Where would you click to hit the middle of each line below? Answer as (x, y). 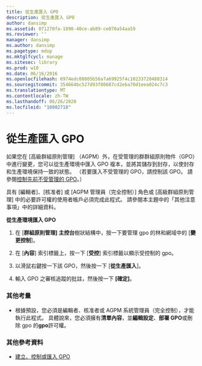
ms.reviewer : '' (26, 34)
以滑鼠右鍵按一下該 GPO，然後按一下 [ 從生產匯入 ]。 (79, 266)
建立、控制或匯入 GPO (42, 357)
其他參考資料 (25, 342)
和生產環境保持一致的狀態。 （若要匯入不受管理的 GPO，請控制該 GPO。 (96, 172)
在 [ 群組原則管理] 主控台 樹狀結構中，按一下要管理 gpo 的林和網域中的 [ (103, 233)
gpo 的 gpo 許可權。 (46, 325)
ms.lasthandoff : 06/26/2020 (41, 101)
